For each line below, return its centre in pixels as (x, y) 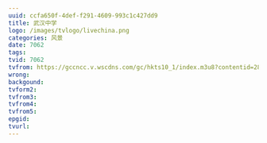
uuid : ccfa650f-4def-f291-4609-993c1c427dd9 (83, 15)
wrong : (19, 75)
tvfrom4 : (23, 104)
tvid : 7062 (26, 60)
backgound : (26, 82)
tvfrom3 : (23, 97)
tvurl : (19, 126)
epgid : (19, 119)
